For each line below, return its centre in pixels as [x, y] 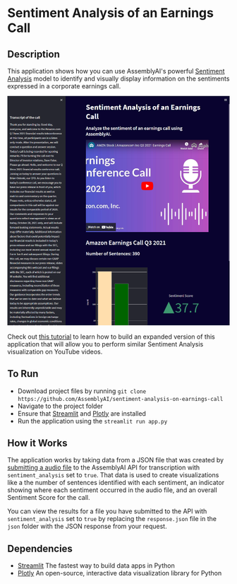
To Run [23, 374]
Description [34, 54]
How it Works [37, 443]
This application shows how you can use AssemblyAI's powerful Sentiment [116, 71]
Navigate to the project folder [60, 406]
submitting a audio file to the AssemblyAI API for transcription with [104, 467]
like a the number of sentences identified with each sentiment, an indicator [116, 483]
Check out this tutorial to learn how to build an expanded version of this [111, 337]
